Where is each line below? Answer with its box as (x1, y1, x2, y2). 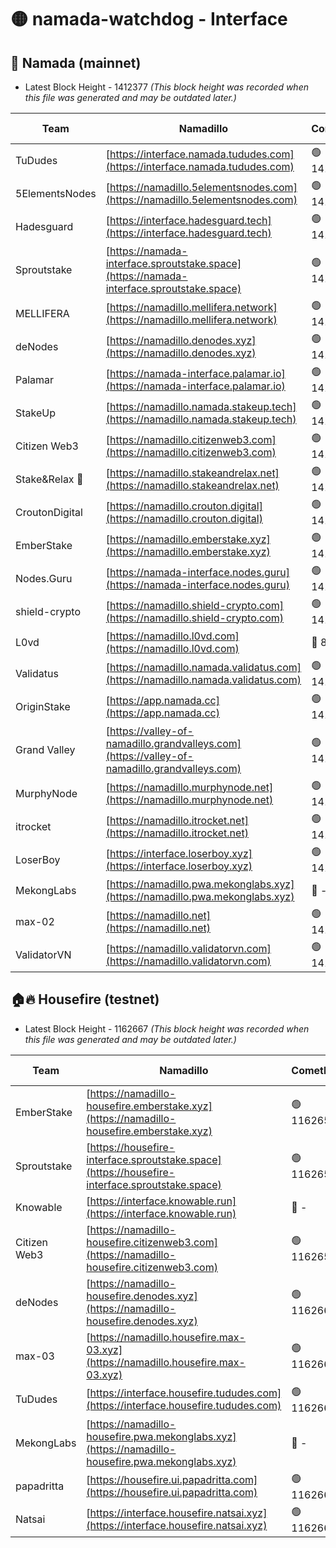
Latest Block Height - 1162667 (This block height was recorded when (24, 1022, 310, 1035)
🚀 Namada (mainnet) (10, 54, 142, 71)
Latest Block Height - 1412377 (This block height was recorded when (24, 81, 309, 93)
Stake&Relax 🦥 (15, 472, 84, 486)
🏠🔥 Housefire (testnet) (10, 991, 160, 1008)
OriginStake (15, 699, 71, 713)
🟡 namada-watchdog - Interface (10, 8, 288, 31)
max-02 (15, 914, 55, 928)
